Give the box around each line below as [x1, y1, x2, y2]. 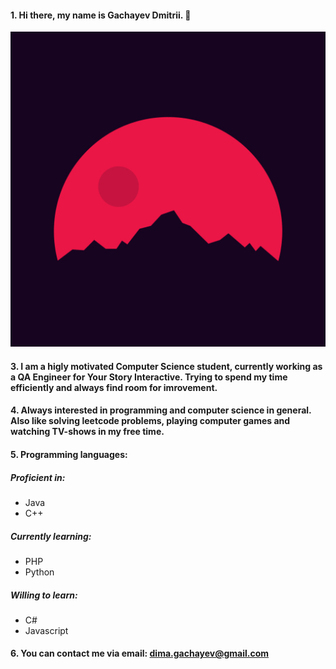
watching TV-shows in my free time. [10, 426, 165, 438]
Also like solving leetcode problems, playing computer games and [10, 415, 291, 427]
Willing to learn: [10, 589, 78, 601]
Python [24, 566, 55, 578]
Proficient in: [10, 471, 66, 483]
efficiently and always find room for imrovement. [10, 381, 218, 393]
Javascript [24, 624, 69, 636]
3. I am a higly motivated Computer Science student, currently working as [10, 360, 323, 372]
